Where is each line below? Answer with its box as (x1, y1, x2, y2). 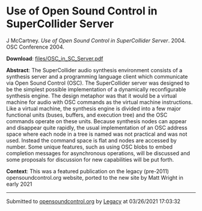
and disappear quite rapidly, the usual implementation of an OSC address (6, 124, 188, 131)
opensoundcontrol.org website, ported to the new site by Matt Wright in (6, 174, 183, 181)
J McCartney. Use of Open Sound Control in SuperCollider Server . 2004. (6, 37, 186, 44)
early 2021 (6, 180, 32, 188)
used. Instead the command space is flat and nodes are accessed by (6, 136, 177, 144)
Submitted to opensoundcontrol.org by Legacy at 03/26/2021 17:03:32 (6, 197, 181, 205)
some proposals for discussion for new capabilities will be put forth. (6, 156, 174, 163)
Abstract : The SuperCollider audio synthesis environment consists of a (6, 66, 183, 73)
